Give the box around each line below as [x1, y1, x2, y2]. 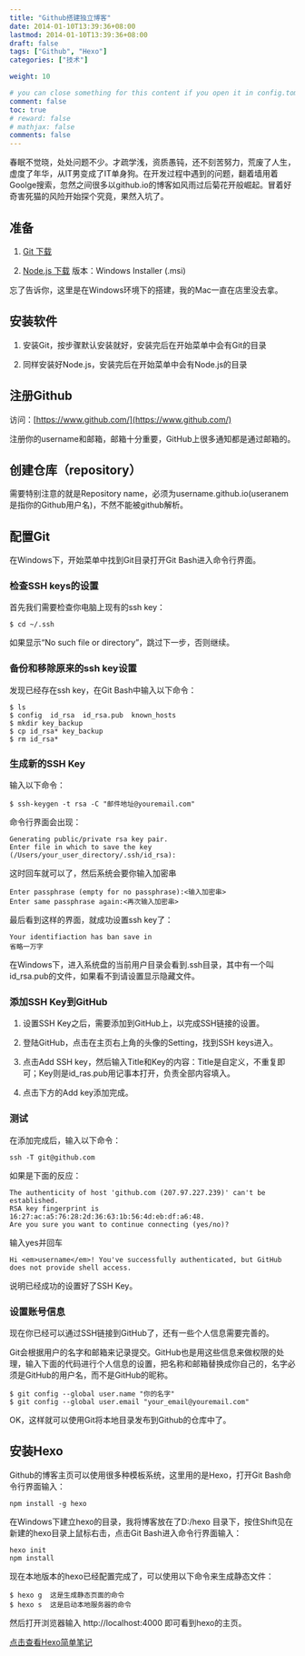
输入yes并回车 [9, 1237, 64, 1248]
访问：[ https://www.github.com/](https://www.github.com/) [9, 414, 232, 425]
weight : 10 [9, 72, 51, 82]
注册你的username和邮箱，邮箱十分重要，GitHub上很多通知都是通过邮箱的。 [9, 433, 296, 444]
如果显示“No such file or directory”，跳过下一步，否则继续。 [9, 637, 235, 648]
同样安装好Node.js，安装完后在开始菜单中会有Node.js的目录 [22, 358, 248, 369]
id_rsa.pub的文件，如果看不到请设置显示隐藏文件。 [9, 970, 200, 982]
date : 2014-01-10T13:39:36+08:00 [9, 22, 136, 31]
